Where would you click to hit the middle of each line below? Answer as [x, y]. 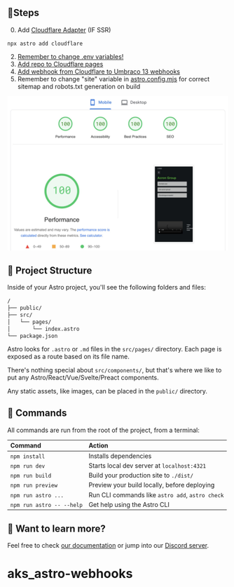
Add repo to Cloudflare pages [60, 64]
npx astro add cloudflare [45, 43]
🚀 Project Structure [50, 270]
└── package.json [33, 336]
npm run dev [28, 466]
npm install [28, 457]
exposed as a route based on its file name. [68, 357]
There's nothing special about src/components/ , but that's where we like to [115, 370]
